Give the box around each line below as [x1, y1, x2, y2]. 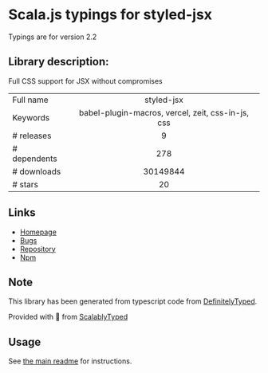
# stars [12, 179, 38, 190]
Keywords [12, 112, 50, 123]
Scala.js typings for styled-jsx [8, 6, 213, 24]
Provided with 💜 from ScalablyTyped [8, 312, 128, 322]
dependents [12, 153, 57, 164]
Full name [12, 94, 49, 105]
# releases [12, 130, 52, 141]
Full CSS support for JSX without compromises [8, 76, 163, 85]
